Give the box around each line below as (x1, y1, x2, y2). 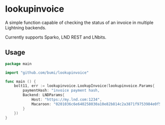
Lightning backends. (5, 24, 47, 30)
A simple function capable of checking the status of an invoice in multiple (5, 20, 154, 25)
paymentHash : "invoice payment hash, (23, 88, 100, 93)
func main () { (5, 79, 36, 84)
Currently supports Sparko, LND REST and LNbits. (5, 34, 107, 40)
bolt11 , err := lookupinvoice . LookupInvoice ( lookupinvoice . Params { (14, 83, 155, 88)
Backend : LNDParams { (23, 93, 65, 98)
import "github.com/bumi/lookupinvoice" (5, 70, 89, 75)
